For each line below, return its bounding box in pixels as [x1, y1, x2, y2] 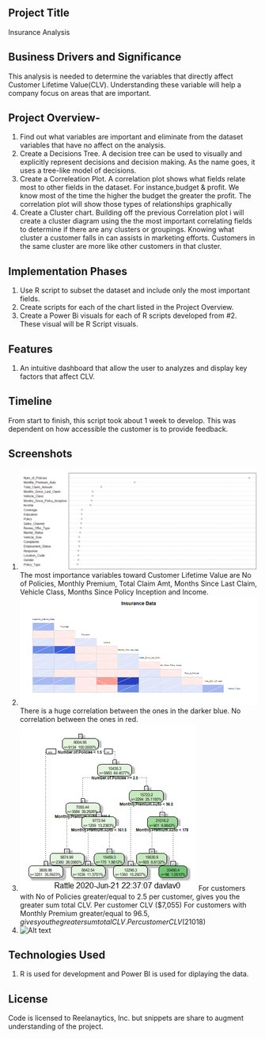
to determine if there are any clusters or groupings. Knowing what [19, 225, 235, 235]
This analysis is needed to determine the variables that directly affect [8, 71, 233, 81]
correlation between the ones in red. [19, 714, 138, 724]
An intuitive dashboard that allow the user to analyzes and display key [19, 364, 248, 373]
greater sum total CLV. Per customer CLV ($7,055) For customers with [19, 900, 247, 910]
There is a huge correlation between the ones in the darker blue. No [19, 705, 241, 716]
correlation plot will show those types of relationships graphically [19, 200, 233, 209]
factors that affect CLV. [19, 372, 95, 381]
